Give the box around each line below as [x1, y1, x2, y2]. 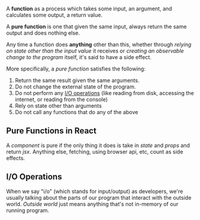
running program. [6, 206, 50, 214]
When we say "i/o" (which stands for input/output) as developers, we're [6, 188, 184, 195]
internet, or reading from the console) [14, 96, 108, 103]
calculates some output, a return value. [6, 11, 103, 19]
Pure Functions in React [6, 126, 97, 136]
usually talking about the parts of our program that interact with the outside [6, 194, 192, 201]
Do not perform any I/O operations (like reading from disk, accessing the [14, 90, 195, 96]
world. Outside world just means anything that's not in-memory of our [6, 200, 178, 207]
